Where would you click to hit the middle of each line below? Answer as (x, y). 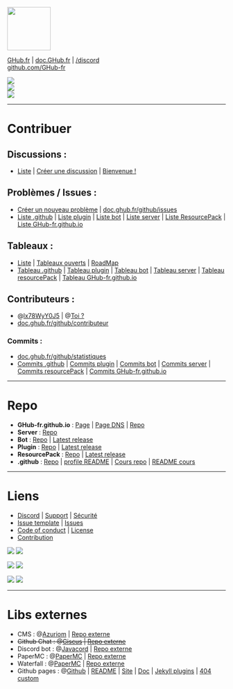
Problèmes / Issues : (52, 193)
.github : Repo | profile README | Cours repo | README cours (106, 462)
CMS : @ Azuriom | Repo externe (63, 634)
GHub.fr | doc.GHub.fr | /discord (53, 60)
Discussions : (37, 154)
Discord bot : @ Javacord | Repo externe (75, 649)
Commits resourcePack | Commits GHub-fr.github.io (92, 371)
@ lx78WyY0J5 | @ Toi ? (51, 316)
